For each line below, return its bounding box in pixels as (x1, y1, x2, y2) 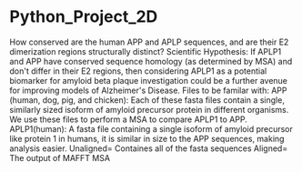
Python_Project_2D (9, 6, 158, 27)
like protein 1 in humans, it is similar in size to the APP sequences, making (9, 133, 285, 144)
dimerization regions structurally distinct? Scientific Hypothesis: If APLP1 (9, 46, 282, 56)
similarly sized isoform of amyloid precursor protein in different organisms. (9, 104, 289, 115)
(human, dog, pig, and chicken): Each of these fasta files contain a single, (9, 94, 285, 106)
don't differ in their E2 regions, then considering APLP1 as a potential (9, 66, 267, 76)
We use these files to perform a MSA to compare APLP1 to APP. (9, 114, 247, 125)
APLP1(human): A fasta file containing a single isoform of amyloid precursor (9, 123, 294, 134)
